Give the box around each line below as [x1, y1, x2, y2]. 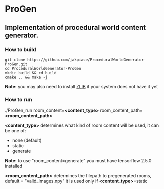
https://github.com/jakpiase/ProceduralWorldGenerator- [27, 57, 146, 62]
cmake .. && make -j [5, 75, 48, 80]
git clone [5, 57, 26, 62]
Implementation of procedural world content [5, 23, 146, 32]
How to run [5, 96, 32, 103]
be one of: [5, 128, 26, 134]
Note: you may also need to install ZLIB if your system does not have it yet [5, 83, 158, 89]
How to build [5, 46, 36, 53]
